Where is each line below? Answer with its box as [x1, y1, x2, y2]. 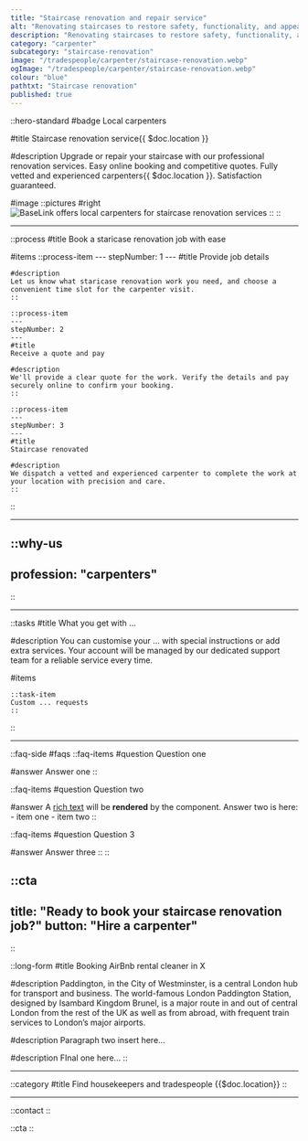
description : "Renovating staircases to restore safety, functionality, [10, 30, 293, 39]
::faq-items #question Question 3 [10, 828, 135, 839]
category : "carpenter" [10, 38, 97, 48]
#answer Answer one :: [10, 765, 98, 777]
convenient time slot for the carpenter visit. [10, 284, 196, 293]
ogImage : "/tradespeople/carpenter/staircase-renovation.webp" [10, 65, 257, 74]
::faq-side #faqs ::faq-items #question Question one [10, 748, 207, 759]
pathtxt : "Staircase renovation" [10, 81, 138, 91]
